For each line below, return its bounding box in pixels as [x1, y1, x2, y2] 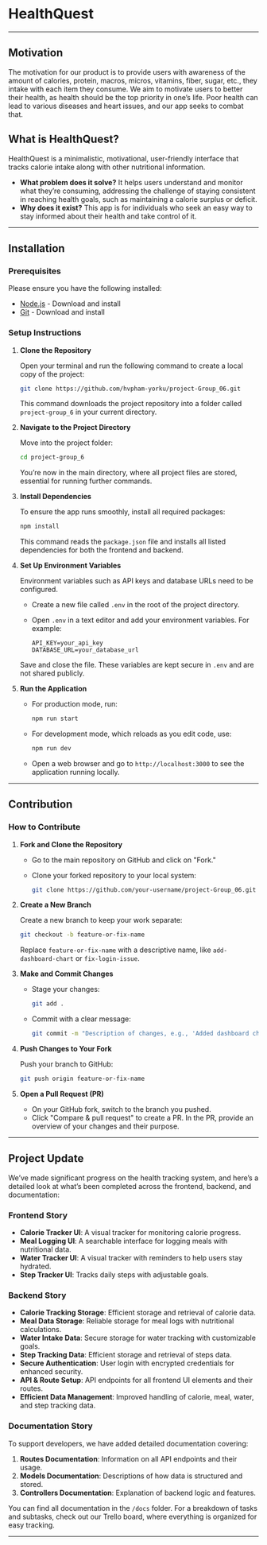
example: [31, 624, 62, 633]
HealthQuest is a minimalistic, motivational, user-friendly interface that [8, 153, 239, 163]
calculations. [19, 1325, 62, 1334]
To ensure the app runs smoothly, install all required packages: [19, 507, 226, 517]
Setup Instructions [8, 327, 82, 339]
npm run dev [31, 745, 72, 753]
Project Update [8, 1152, 84, 1165]
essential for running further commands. [19, 476, 153, 486]
